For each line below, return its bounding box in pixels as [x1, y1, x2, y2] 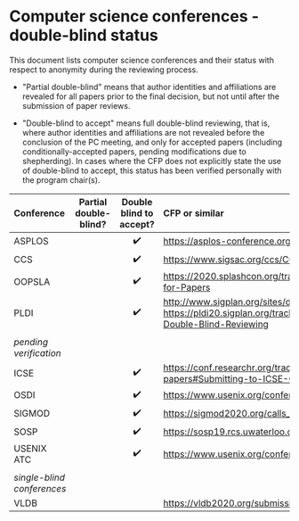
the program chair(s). [21, 174, 101, 185]
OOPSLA [13, 275, 51, 287]
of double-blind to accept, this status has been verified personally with [21, 165, 282, 176]
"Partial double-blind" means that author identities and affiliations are [21, 81, 277, 92]
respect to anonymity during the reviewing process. [9, 64, 198, 75]
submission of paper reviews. [21, 100, 131, 111]
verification [13, 346, 61, 359]
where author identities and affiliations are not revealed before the [21, 127, 265, 137]
